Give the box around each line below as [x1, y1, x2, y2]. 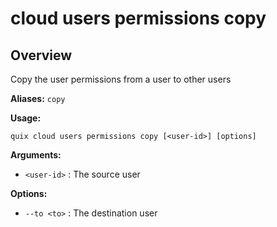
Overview [10, 47, 73, 64]
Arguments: [10, 149, 62, 161]
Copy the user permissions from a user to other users [10, 73, 232, 85]
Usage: [10, 112, 42, 124]
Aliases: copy [10, 93, 66, 104]
